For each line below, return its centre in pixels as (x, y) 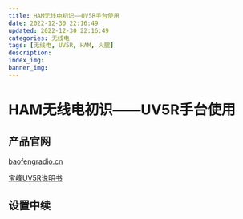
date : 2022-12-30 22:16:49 (53, 23)
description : (30, 53)
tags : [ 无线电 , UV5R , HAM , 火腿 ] (61, 46)
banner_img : (28, 68)
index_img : (26, 61)
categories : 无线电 (39, 38)
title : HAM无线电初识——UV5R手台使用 (64, 16)
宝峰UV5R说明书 (35, 177)
